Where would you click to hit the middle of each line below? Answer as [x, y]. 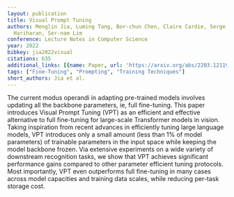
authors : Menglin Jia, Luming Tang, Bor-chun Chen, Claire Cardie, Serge [117, 26]
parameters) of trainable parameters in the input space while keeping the [112, 142]
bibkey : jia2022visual [40, 53]
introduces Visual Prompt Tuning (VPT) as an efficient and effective [104, 112]
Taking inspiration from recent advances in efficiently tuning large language [116, 127]
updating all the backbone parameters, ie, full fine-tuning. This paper [106, 105]
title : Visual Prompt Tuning [49, 20]
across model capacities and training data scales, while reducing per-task [113, 179]
